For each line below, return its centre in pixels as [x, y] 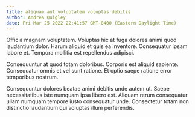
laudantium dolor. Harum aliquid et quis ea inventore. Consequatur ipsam [97, 46]
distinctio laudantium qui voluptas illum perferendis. [70, 108]
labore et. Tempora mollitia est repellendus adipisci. [70, 53]
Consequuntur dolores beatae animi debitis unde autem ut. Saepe [88, 89]
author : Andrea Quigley [36, 17]
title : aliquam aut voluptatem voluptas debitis [69, 12]
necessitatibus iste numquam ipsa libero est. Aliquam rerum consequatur [97, 95]
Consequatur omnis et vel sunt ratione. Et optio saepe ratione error [89, 71]
